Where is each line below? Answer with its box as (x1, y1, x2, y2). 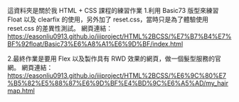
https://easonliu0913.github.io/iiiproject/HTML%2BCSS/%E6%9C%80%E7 (7, 71, 226, 80)
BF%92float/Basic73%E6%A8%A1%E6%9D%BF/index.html (7, 40, 184, 48)
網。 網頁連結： (7, 63, 53, 71)
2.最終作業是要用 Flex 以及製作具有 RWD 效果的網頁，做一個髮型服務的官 (7, 54, 222, 63)
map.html (7, 86, 36, 95)
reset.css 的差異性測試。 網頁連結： (7, 24, 113, 32)
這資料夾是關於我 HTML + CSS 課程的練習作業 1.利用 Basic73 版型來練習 (7, 6, 219, 14)
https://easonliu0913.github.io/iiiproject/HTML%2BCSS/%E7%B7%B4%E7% (7, 32, 232, 41)
